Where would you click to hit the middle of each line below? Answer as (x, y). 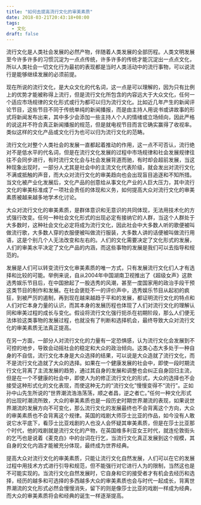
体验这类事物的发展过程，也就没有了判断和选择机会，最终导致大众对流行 (100, 320)
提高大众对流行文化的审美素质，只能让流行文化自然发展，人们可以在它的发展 (100, 458)
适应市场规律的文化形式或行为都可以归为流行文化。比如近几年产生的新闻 (100, 102)
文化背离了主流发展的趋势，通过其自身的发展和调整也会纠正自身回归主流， (103, 371)
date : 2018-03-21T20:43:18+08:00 (48, 17)
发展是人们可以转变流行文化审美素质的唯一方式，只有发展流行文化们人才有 (98, 268)
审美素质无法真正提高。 (45, 328)
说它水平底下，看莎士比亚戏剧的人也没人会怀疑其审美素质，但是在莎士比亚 (98, 423)
